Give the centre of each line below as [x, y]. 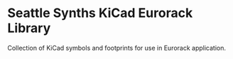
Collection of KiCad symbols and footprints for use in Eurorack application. [116, 48]
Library [29, 28]
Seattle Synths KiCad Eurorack [100, 13]
